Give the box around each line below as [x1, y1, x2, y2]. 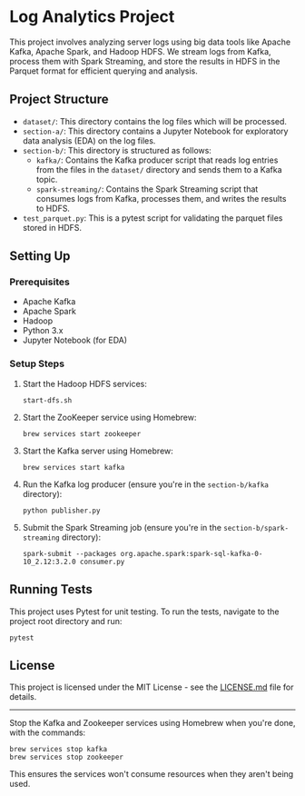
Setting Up [9, 248, 71, 264]
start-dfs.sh [22, 395, 73, 405]
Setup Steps [9, 357, 65, 370]
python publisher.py [22, 506, 101, 515]
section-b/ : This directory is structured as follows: [22, 144, 212, 155]
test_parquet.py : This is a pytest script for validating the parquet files [22, 212, 283, 224]
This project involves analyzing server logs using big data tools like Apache [9, 36, 291, 47]
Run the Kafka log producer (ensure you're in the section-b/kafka [22, 479, 270, 490]
